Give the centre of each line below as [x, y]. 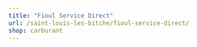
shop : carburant [36, 30]
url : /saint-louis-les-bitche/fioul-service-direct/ [99, 23]
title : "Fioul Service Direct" [61, 16]
